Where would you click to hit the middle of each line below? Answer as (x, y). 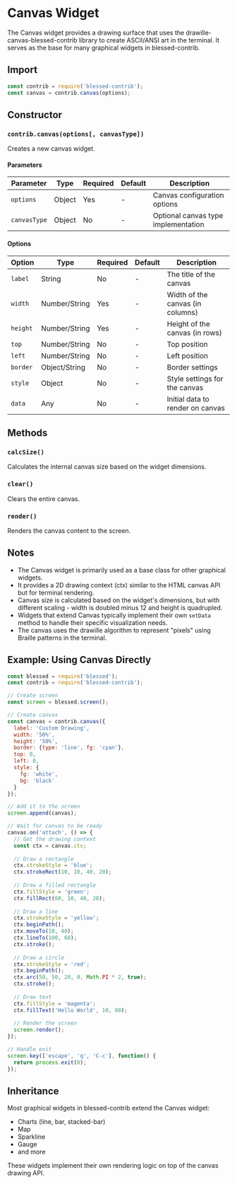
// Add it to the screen (44, 807)
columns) (183, 312)
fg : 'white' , (39, 774)
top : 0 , (25, 754)
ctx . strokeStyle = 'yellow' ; (56, 918)
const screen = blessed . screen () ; (58, 702)
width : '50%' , (34, 735)
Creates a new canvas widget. (51, 149)
